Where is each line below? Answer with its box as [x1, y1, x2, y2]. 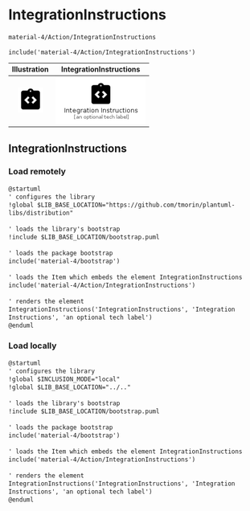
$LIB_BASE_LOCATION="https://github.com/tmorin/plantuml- [37, 201, 236, 209]
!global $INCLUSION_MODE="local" [8, 375, 121, 383]
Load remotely [8, 166, 67, 177]
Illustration [11, 64, 50, 74]
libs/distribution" [8, 209, 74, 217]
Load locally [8, 340, 57, 351]
